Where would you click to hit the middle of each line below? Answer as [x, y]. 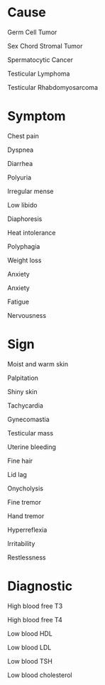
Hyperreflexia [27, 530]
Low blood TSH [30, 661]
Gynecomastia [28, 419]
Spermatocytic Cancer [40, 60]
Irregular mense [31, 191]
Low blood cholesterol [40, 675]
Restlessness [27, 557]
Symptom [37, 117]
